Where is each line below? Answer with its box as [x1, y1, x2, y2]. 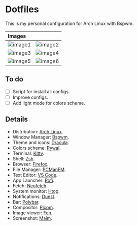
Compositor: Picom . [12, 204, 54, 210]
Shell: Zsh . [12, 155, 35, 161]
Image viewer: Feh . [12, 210, 53, 216]
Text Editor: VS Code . [12, 172, 58, 178]
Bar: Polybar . [12, 199, 40, 205]
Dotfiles [5, 4, 39, 15]
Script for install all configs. [12, 88, 70, 95]
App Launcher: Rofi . [12, 177, 55, 183]
